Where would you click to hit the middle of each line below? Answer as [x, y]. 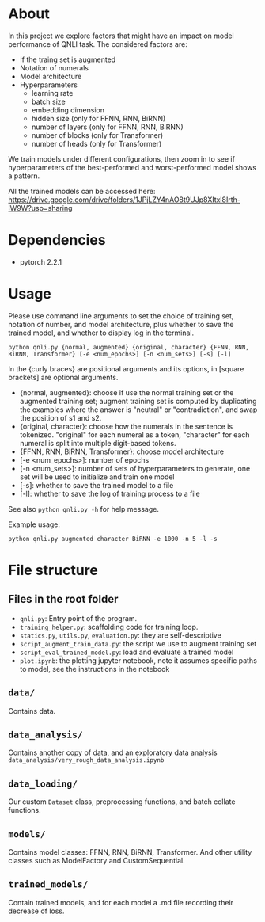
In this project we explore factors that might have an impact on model [121, 36]
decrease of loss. [36, 911]
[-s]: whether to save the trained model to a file [97, 485]
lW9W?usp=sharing [40, 208]
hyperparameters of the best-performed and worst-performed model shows [132, 167]
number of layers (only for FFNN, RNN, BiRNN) [107, 127]
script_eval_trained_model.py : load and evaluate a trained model [127, 652]
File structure [53, 570]
